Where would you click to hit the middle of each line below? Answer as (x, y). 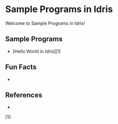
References (24, 95)
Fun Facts (21, 67)
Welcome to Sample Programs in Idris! (45, 23)
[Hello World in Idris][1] (36, 51)
